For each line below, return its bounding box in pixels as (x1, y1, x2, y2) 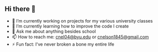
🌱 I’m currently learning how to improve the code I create (11, 23, 129, 29)
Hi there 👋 (4, 5, 36, 13)
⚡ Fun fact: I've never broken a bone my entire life (11, 41, 115, 47)
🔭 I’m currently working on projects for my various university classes (11, 18, 153, 24)
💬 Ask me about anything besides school (11, 28, 96, 34)
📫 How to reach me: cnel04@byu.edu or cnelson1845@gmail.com (11, 34, 149, 40)
